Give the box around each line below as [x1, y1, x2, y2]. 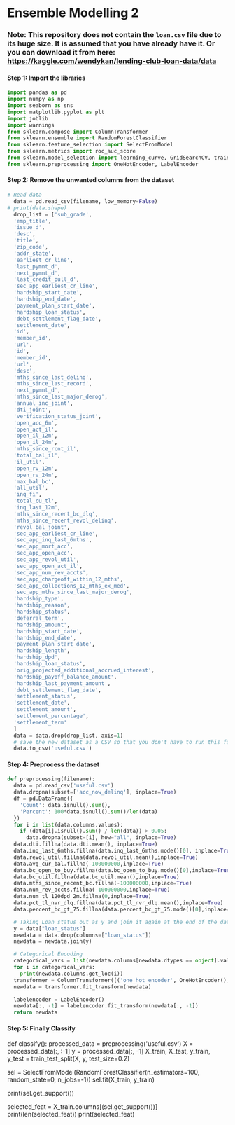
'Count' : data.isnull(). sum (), [20, 801, 111, 808]
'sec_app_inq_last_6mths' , [13, 537, 92, 544]
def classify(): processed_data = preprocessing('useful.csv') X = [7, 1040, 194, 1048]
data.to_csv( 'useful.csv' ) [13, 745, 92, 752]
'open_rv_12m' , [13, 464, 58, 472]
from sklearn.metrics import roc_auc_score [7, 148, 136, 155]
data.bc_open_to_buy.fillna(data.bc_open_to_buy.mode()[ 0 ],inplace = [13, 867, 218, 874]
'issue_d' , [13, 224, 45, 231]
